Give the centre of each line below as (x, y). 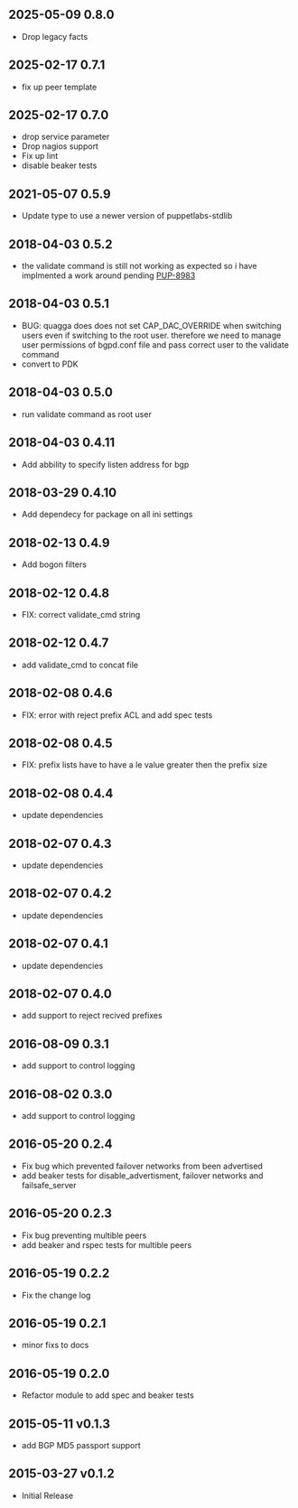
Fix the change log (56, 1295)
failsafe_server (49, 1185)
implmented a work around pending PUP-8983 (108, 275)
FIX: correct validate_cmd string (81, 614)
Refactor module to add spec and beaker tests (108, 1395)
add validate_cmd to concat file (80, 665)
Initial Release (47, 1495)
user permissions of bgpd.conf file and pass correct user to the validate (155, 344)
